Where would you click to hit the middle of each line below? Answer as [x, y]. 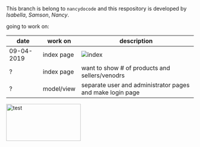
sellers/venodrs [103, 75]
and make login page [110, 92]
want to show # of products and [126, 68]
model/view [59, 89]
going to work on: [28, 26]
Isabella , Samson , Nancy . [38, 15]
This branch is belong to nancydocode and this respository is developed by [96, 9]
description [136, 41]
